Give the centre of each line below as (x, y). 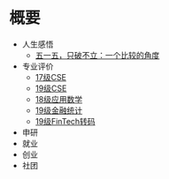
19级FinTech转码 (65, 121)
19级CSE (51, 88)
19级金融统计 (58, 110)
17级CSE (50, 77)
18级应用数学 (58, 99)
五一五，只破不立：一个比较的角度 (97, 55)
